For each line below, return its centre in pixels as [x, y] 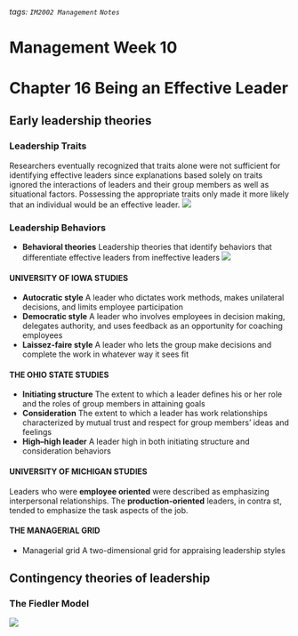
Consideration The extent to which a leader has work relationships [145, 414]
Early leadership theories [81, 121]
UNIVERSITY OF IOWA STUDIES [69, 278]
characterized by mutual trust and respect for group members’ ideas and [155, 423]
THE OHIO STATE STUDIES [59, 374]
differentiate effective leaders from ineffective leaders [121, 257]
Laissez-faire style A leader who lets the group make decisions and [147, 345]
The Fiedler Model [49, 604]
